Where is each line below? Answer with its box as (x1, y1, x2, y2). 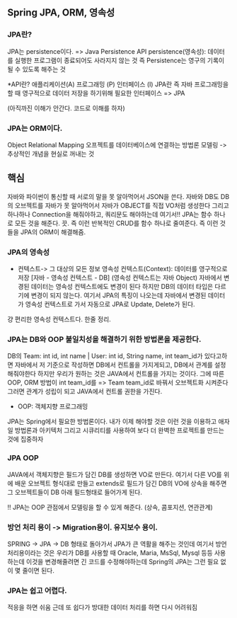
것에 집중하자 (7, 435, 44, 444)
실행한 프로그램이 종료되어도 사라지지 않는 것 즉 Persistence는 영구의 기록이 (14, 56, 225, 64)
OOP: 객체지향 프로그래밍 (17, 402, 88, 411)
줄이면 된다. (22, 566, 55, 575)
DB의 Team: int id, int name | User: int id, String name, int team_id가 (7, 352, 203, 360)
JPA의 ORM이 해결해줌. (20, 227, 86, 236)
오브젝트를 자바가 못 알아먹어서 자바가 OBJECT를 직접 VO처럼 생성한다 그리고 (14, 201, 230, 210)
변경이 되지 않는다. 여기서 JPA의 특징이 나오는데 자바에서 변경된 (30, 291, 207, 299)
